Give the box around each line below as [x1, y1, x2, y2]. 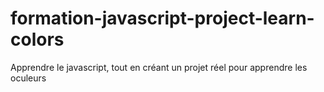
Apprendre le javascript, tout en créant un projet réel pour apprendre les [10, 61, 308, 73]
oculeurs [10, 72, 47, 84]
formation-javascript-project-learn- [10, 7, 315, 30]
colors [10, 28, 65, 51]
